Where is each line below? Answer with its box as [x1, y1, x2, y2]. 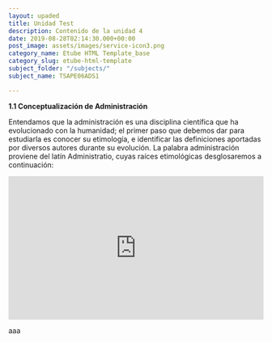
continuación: [8, 159, 54, 170]
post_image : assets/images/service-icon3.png [8, 42, 164, 50]
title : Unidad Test [8, 19, 74, 27]
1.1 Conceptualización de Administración [8, 101, 148, 111]
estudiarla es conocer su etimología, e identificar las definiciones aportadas [8, 134, 261, 144]
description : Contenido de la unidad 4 [8, 27, 143, 35]
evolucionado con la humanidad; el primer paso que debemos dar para [8, 125, 245, 135]
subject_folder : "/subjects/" [8, 65, 111, 73]
